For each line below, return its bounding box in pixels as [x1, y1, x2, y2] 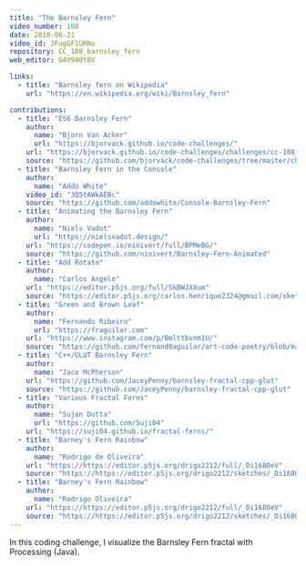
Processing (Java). [9, 546, 80, 557]
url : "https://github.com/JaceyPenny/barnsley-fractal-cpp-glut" [25, 376, 280, 385]
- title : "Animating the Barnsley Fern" [17, 207, 173, 217]
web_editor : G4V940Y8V [9, 56, 96, 65]
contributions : [9, 106, 67, 115]
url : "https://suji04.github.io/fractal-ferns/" [25, 427, 214, 436]
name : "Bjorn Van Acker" [33, 131, 128, 140]
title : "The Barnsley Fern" [9, 13, 117, 23]
